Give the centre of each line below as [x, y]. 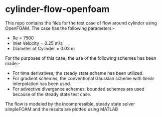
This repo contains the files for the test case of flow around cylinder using [81, 23]
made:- [13, 63]
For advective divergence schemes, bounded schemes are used [78, 89]
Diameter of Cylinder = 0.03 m [44, 48]
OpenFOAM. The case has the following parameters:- [60, 28]
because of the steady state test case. [52, 94]
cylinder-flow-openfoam [57, 9]
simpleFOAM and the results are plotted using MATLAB [62, 109]
